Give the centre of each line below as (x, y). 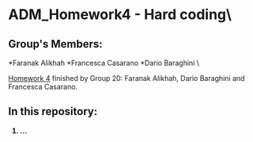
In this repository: (53, 111)
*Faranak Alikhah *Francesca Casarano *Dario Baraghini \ (104, 63)
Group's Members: (55, 44)
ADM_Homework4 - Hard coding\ (120, 15)
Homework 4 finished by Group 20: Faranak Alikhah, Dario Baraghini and (126, 78)
